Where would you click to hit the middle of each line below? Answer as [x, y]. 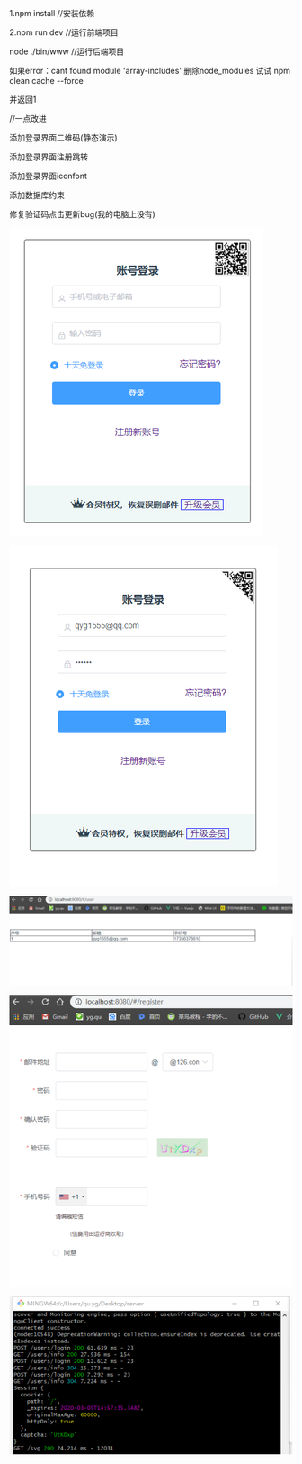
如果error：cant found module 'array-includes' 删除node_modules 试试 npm [150, 71]
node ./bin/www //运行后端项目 [67, 51]
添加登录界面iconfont [49, 176]
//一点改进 [28, 118]
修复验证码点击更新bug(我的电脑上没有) [82, 214]
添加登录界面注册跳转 [49, 157]
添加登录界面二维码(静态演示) [64, 137]
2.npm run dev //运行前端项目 [64, 32]
